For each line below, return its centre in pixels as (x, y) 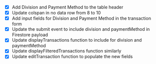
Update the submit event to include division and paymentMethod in (81, 29)
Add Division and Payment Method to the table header (68, 7)
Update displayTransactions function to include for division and (77, 40)
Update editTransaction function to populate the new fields (72, 57)
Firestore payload (30, 35)
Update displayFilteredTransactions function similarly (67, 51)
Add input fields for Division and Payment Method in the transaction (81, 18)
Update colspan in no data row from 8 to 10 (56, 13)
